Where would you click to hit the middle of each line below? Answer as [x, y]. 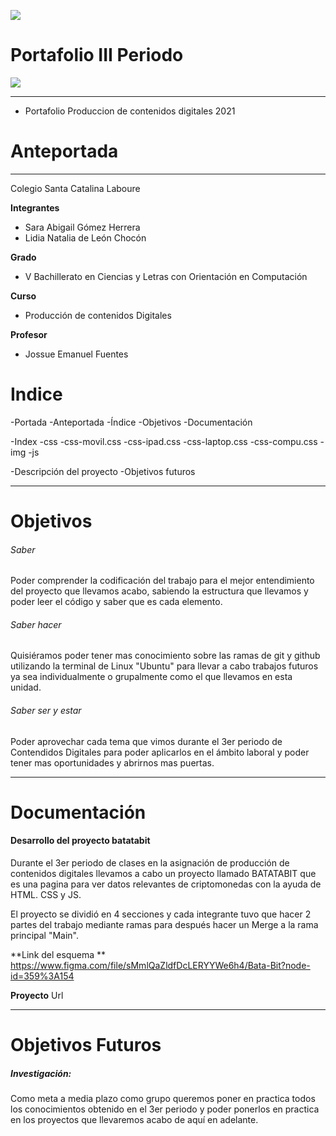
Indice [36, 394]
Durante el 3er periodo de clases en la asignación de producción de [150, 863]
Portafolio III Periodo [97, 55]
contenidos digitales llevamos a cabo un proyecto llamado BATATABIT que [163, 873]
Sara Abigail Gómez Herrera [82, 227]
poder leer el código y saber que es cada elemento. [116, 602]
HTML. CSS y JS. [46, 894]
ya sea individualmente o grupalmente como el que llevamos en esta [151, 677]
